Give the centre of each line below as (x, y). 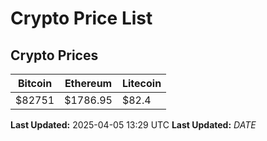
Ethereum (88, 83)
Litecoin (141, 83)
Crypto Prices (54, 55)
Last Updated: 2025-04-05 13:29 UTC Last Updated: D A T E (133, 125)
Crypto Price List (81, 18)
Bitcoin (35, 83)
